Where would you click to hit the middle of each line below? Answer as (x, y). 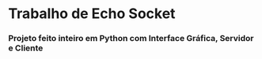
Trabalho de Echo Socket (92, 14)
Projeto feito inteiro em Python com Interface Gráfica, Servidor (131, 39)
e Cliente (26, 48)
